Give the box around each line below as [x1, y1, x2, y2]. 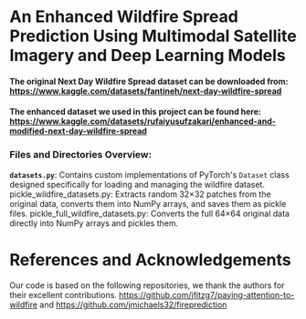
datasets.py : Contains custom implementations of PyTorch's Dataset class [9, 169, 290, 180]
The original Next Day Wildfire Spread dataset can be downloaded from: [9, 76, 289, 87]
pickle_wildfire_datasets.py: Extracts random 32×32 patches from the [9, 189, 271, 200]
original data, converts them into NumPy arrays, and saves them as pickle [9, 198, 287, 209]
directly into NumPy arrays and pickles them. [9, 217, 179, 229]
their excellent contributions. [9, 289, 117, 300]
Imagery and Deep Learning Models [9, 46, 286, 66]
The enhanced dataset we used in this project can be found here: [9, 107, 262, 118]
